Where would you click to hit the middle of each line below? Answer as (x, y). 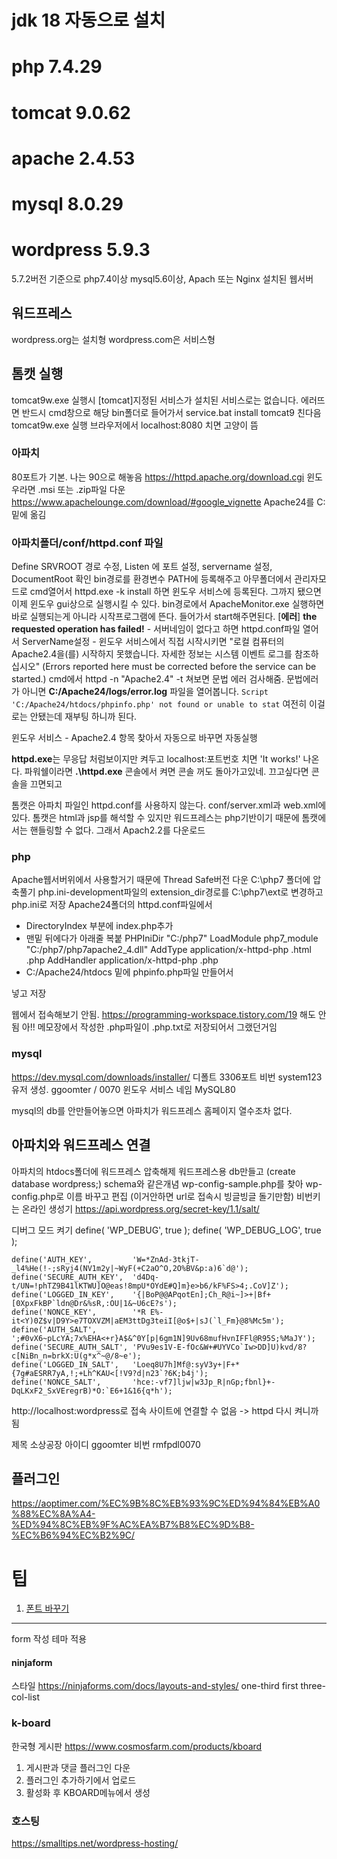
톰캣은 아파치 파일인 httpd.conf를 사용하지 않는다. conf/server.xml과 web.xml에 (169, 805)
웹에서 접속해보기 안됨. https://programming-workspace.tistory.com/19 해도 (163, 1015)
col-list (25, 1697)
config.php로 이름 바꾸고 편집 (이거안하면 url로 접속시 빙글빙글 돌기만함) (153, 1196)
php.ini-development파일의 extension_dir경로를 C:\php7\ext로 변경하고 (180, 892)
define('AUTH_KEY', (52, 1259)
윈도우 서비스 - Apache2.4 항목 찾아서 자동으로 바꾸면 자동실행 (134, 738)
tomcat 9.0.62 (71, 112)
